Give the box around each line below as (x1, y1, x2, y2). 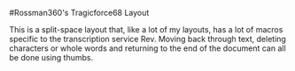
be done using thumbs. (9, 53, 94, 62)
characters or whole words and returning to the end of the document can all (9, 43, 286, 53)
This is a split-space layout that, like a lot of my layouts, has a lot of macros (9, 25, 283, 34)
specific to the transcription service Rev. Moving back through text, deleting (9, 34, 286, 44)
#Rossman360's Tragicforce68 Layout (9, 8, 150, 18)
